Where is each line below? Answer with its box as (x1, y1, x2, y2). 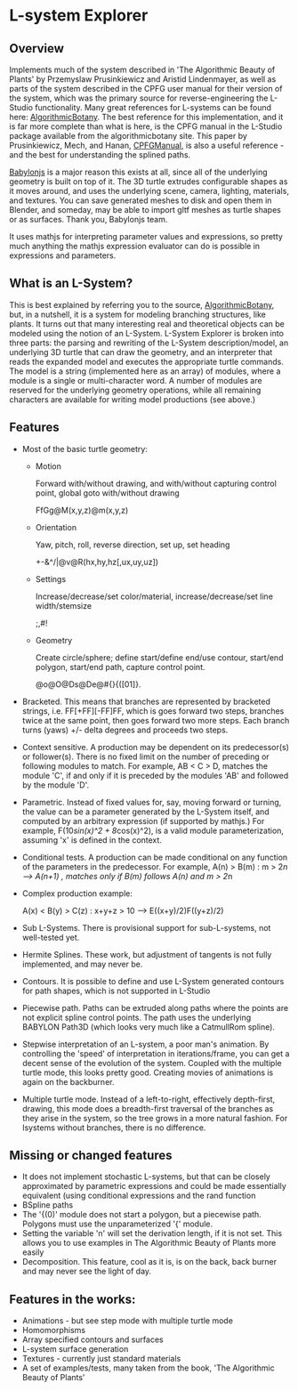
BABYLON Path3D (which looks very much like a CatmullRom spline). (21, 1021, 276, 1032)
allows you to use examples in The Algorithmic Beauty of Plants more (21, 1238, 277, 1249)
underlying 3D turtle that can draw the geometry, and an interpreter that (9, 346, 273, 357)
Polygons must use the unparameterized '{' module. (21, 1218, 213, 1229)
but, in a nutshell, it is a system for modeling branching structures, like (9, 309, 267, 319)
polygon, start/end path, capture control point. (35, 661, 206, 672)
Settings (35, 573, 67, 584)
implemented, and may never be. (21, 958, 143, 969)
